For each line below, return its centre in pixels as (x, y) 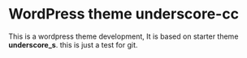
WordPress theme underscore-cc (124, 14)
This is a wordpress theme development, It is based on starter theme (123, 36)
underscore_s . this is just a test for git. (73, 44)
